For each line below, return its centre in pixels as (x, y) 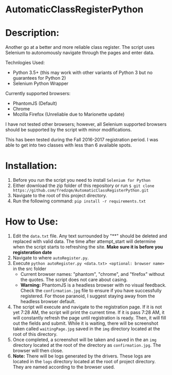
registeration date (32, 252)
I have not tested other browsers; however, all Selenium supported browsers (86, 124)
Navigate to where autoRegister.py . (51, 258)
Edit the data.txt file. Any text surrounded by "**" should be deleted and (90, 236)
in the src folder (30, 269)
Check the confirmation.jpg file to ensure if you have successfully (91, 290)
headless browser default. (48, 301)
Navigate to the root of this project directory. (60, 196)
